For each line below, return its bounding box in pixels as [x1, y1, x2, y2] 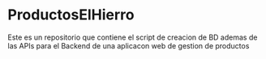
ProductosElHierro [7, 6, 135, 24]
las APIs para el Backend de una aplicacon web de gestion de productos [7, 40, 250, 50]
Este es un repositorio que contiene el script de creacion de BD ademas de [7, 32, 258, 42]
